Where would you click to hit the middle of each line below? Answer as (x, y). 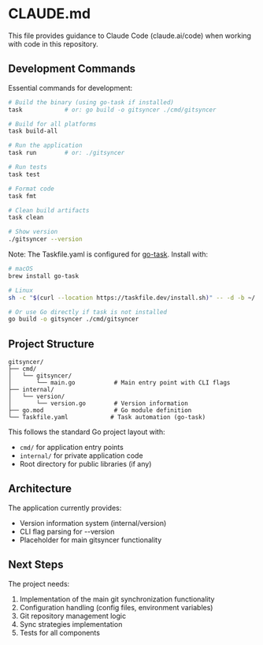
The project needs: (39, 583)
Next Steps (36, 565)
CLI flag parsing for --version (67, 531)
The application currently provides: (65, 508)
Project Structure (51, 344)
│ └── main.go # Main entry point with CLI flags (119, 383)
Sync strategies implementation (71, 624)
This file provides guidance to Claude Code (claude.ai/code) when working (130, 36)
